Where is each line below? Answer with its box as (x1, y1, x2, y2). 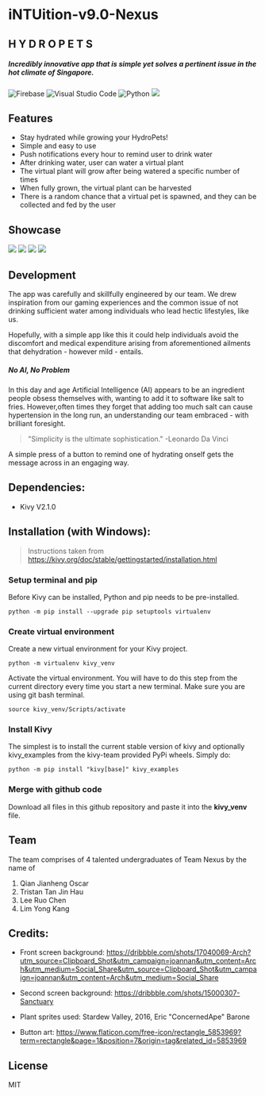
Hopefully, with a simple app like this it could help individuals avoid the (8, 329, 240, 339)
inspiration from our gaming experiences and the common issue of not (8, 298, 239, 307)
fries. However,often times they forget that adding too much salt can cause (8, 402, 253, 411)
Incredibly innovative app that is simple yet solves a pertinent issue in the (8, 60, 257, 69)
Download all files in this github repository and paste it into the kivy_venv (8, 802, 248, 811)
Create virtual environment (8, 625, 115, 636)
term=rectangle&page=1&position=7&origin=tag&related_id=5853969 (19, 1036, 248, 1045)
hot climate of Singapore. (8, 67, 94, 77)
